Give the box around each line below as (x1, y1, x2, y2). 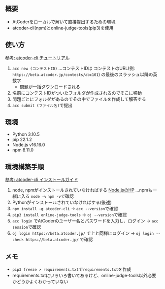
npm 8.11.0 (12, 147, 33, 153)
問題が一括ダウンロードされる (19, 83, 80, 90)
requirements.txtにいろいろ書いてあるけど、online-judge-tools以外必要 (12, 273, 157, 279)
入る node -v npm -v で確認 (21, 193, 74, 199)
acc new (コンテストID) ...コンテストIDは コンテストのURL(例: (12, 65, 135, 71)
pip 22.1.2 (12, 137, 32, 143)
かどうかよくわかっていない (12, 279, 68, 285)
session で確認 (12, 224, 41, 230)
